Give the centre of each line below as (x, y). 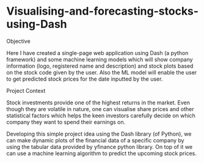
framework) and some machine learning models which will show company (100, 59)
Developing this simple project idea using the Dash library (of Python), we (99, 134)
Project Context (26, 90)
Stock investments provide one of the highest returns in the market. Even (98, 103)
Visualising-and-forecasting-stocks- (103, 11)
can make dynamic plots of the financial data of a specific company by (95, 140)
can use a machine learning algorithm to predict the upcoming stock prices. (101, 153)
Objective (18, 41)
